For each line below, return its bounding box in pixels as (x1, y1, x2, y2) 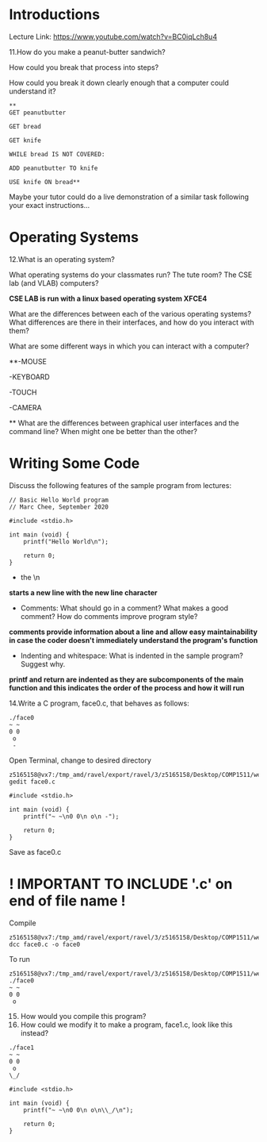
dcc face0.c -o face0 (9, 940, 81, 948)
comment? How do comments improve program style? (20, 611, 198, 621)
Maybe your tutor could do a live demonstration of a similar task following (9, 192, 249, 202)
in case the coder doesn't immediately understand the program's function (9, 635, 258, 644)
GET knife (9, 137, 42, 144)
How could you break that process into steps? (9, 62, 159, 72)
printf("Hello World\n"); (23, 537, 109, 545)
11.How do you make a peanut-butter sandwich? (9, 47, 166, 56)
